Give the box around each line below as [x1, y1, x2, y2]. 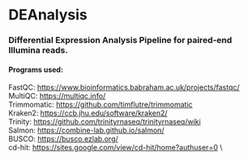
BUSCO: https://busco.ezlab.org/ [8, 134, 119, 144]
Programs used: [8, 65, 63, 74]
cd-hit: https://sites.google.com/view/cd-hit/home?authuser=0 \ [8, 143, 223, 153]
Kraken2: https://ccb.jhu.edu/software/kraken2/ [8, 108, 168, 118]
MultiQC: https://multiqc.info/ [8, 91, 106, 101]
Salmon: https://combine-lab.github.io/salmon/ [8, 125, 165, 135]
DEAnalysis [8, 6, 88, 24]
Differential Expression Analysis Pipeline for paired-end [8, 35, 233, 46]
